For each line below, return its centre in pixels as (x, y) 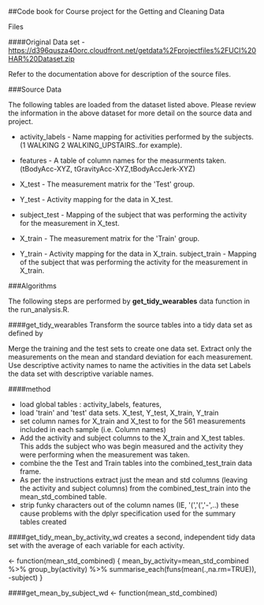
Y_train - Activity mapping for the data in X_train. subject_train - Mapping (138, 254)
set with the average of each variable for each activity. (97, 545)
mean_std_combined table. (63, 496)
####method (30, 389)
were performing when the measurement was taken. (105, 455)
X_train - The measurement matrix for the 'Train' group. (110, 239)
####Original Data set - (46, 42)
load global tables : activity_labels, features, (91, 404)
